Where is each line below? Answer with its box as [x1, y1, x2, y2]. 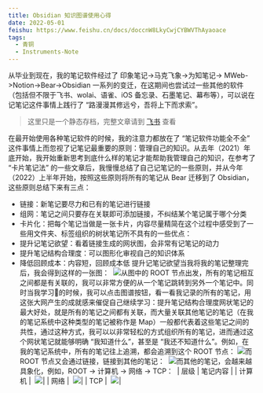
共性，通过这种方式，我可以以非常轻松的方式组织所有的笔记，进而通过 [19, 327, 247, 336]
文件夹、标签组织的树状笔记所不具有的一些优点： [33, 229, 192, 238]
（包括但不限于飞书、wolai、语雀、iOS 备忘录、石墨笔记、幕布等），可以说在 [8, 90, 255, 99]
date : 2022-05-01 [8, 19, 65, 27]
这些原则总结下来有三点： [8, 182, 91, 192]
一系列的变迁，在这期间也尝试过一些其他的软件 [92, 80, 244, 90]
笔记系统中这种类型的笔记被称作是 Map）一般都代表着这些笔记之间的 [26, 318, 250, 326]
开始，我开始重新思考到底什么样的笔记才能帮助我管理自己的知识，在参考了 [14, 153, 256, 162]
